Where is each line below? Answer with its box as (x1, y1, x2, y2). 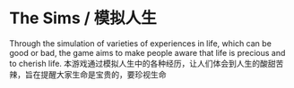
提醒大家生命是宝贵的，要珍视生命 (39, 68, 167, 80)
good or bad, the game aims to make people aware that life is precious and (9, 47, 286, 58)
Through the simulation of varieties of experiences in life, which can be (9, 37, 272, 49)
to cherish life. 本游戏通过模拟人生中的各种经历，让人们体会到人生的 (9, 58, 261, 68)
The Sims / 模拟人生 (9, 8, 157, 28)
